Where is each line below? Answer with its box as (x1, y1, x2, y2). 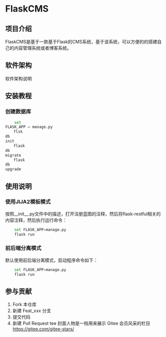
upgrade (5, 167, 22, 172)
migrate (5, 152, 22, 158)
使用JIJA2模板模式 (5, 198, 51, 205)
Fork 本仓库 (12, 301, 37, 308)
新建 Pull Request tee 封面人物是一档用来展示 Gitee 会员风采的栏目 (12, 320, 150, 326)
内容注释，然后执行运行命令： (5, 217, 67, 223)
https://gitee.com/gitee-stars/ (12, 326, 74, 332)
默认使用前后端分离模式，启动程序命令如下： (5, 257, 98, 263)
